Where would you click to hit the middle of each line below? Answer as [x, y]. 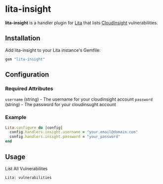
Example [16, 117]
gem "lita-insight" [25, 59]
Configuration [27, 75]
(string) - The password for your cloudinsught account [61, 105]
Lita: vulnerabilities [28, 178]
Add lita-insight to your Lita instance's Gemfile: [53, 50]
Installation [23, 38]
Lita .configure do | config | [34, 128]
